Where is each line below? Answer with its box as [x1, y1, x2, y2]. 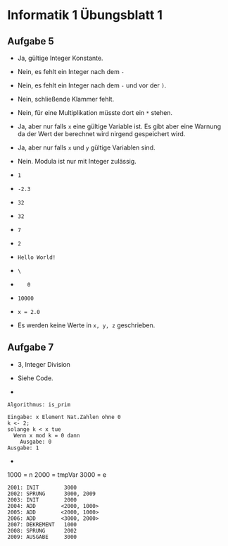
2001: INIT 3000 [7, 484, 77, 491]
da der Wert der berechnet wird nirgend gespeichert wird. [17, 130, 186, 138]
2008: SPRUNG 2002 [7, 527, 77, 534]
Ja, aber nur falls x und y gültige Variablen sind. [17, 143, 156, 152]
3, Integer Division [17, 360, 70, 368]
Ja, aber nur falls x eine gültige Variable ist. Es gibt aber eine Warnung [17, 122, 222, 131]
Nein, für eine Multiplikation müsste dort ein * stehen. [17, 109, 173, 116]
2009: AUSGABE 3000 [7, 533, 77, 540]
